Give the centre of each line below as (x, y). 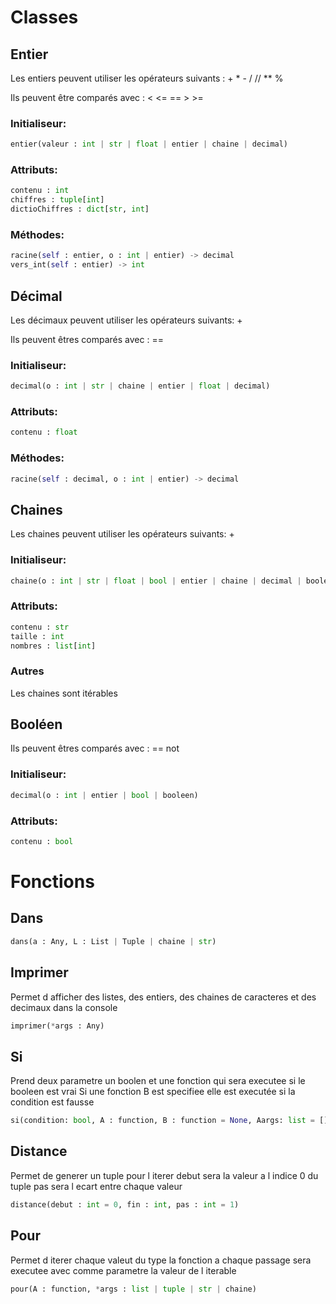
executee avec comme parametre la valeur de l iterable (123, 1270)
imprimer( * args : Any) (57, 1026)
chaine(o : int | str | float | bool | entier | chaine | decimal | (156, 581)
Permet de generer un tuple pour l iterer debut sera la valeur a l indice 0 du (164, 1175)
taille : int (37, 636)
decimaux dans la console (64, 1007)
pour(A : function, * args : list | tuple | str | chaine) (133, 1289)
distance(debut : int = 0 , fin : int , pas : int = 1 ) (125, 1204)
